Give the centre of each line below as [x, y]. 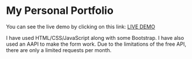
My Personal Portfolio [60, 11]
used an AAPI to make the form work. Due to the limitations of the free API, [96, 44]
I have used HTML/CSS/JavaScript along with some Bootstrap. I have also [95, 38]
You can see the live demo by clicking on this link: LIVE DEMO [80, 27]
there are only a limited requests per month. [59, 50]
